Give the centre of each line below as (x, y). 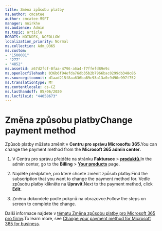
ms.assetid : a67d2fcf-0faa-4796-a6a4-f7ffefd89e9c (57, 69)
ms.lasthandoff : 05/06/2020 (34, 92)
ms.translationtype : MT (29, 82)
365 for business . (23, 224)
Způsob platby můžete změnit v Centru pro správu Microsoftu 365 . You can (81, 144)
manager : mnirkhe (23, 23)
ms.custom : (16, 50)
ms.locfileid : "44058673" (31, 96)
